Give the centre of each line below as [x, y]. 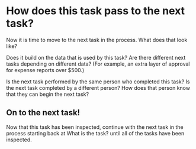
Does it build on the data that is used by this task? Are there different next [96, 57]
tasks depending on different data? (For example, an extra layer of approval [98, 64]
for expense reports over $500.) [45, 70]
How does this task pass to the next [96, 11]
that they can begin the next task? [48, 94]
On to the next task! [43, 113]
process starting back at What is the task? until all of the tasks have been [95, 133]
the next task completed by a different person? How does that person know [98, 88]
